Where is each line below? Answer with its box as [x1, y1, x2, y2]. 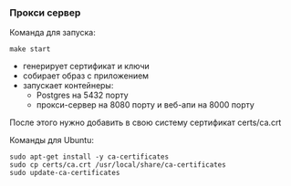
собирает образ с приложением [22, 70, 149, 81]
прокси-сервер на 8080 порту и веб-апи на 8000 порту [36, 99, 255, 110]
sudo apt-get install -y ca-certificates [9, 152, 170, 161]
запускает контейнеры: [22, 80, 114, 91]
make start [9, 45, 51, 54]
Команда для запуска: [9, 27, 96, 38]
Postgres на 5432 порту [36, 89, 130, 101]
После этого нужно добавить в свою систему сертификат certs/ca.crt [9, 117, 282, 129]
